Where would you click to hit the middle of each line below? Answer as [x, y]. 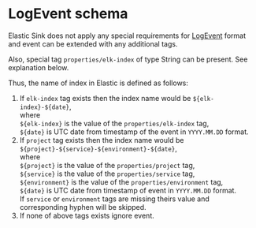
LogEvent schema [68, 14]
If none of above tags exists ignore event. [87, 215]
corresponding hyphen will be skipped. [83, 207]
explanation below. [39, 67]
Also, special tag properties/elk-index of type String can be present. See [128, 59]
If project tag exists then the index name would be [102, 140]
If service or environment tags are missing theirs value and [115, 199]
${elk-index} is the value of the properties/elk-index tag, [114, 123]
